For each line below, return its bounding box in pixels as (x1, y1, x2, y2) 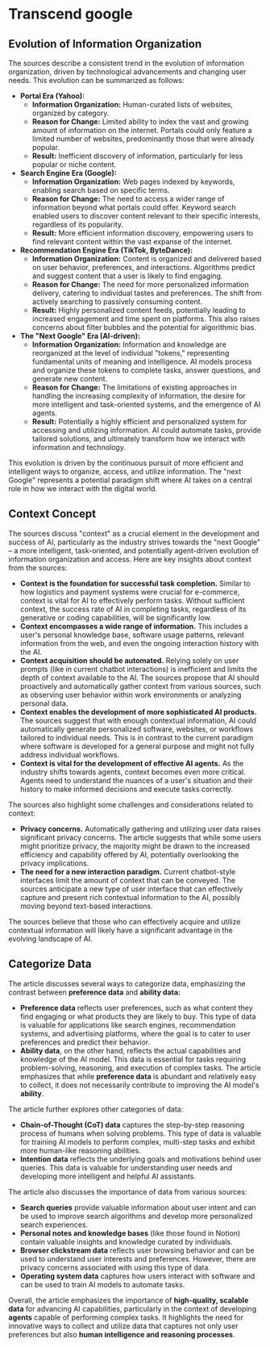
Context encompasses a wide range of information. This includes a (19, 621, 248, 631)
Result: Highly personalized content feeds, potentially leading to (31, 306, 246, 315)
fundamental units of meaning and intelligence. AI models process (31, 357, 252, 366)
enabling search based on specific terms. (31, 186, 170, 194)
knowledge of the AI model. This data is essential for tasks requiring (19, 1054, 247, 1064)
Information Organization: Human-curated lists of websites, (31, 100, 234, 109)
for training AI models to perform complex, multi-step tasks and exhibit (19, 1136, 255, 1146)
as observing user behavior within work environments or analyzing (19, 690, 242, 699)
